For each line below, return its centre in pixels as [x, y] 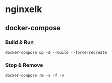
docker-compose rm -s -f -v [35, 76]
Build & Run [20, 42]
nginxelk [24, 9]
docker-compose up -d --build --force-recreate [56, 52]
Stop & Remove [24, 65]
